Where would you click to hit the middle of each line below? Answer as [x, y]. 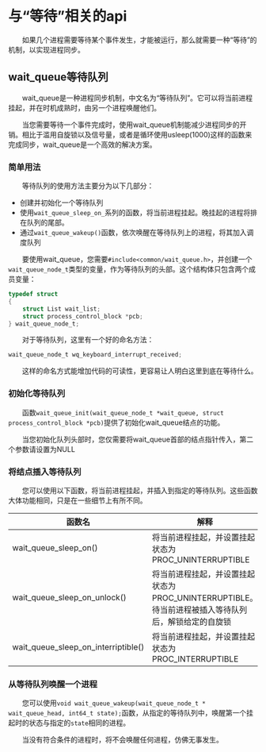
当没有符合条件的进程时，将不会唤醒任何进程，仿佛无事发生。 [123, 740]
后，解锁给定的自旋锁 [192, 622]
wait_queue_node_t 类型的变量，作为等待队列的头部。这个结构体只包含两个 [129, 269]
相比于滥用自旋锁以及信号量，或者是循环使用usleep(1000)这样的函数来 [137, 134]
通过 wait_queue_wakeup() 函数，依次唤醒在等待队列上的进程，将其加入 [133, 233]
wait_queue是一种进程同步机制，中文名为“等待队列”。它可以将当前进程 [138, 98]
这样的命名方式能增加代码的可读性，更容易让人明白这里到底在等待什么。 [140, 371]
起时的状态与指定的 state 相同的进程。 [69, 723]
